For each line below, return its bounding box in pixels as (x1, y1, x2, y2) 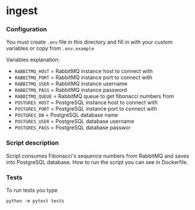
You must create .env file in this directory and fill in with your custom (6, 38, 173, 45)
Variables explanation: (6, 56, 60, 63)
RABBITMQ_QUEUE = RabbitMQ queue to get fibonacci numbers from (14, 93, 174, 100)
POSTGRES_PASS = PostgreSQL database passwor (14, 124, 131, 131)
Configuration (6, 25, 47, 34)
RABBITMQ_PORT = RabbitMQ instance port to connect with (14, 74, 153, 81)
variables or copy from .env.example (6, 45, 94, 52)
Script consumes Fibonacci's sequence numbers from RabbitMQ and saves (6, 152, 190, 159)
